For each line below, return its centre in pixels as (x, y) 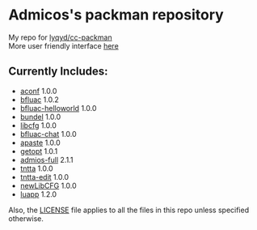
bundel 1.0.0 (40, 117)
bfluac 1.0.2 (39, 100)
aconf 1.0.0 (38, 91)
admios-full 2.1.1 (46, 160)
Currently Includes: (58, 72)
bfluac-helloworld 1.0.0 (58, 108)
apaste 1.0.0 (40, 143)
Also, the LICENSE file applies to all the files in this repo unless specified (128, 210)
